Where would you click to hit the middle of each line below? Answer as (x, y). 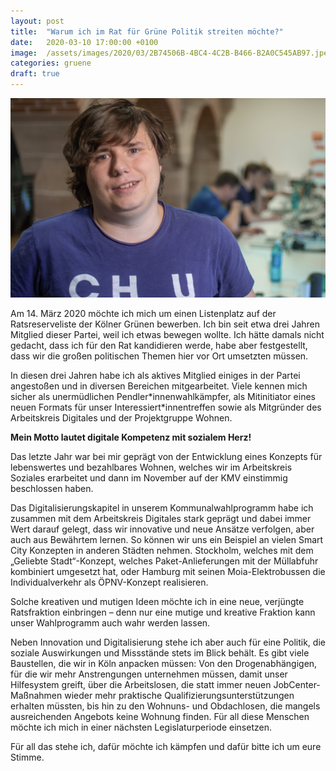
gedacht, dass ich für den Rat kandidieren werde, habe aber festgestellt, (159, 346)
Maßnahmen (36, 696)
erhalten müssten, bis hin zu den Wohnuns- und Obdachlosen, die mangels (165, 706)
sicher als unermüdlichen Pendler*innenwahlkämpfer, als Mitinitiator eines (163, 397)
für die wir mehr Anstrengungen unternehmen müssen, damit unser (149, 674)
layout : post (37, 21)
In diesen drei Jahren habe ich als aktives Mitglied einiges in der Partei (155, 376)
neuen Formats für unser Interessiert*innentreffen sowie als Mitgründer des (166, 407)
